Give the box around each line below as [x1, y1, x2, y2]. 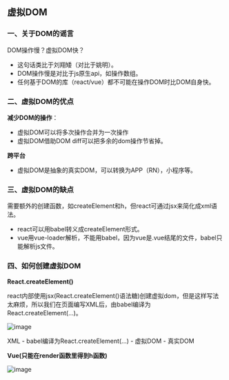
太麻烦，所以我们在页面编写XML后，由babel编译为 [7, 300, 151, 308]
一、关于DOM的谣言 [7, 29, 74, 39]
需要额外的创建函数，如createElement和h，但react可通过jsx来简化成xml [7, 202, 212, 210]
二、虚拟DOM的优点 [7, 96, 74, 106]
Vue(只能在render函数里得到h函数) [7, 351, 108, 359]
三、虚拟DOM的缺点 [7, 184, 74, 194]
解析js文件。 [23, 242, 59, 251]
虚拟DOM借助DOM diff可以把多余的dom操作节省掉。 [17, 136, 167, 145]
